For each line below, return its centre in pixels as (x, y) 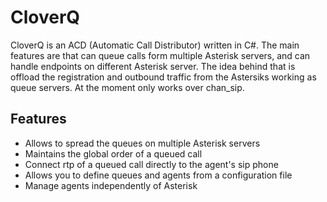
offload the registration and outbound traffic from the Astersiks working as (163, 77)
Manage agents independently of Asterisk (111, 185)
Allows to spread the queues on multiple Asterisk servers (142, 143)
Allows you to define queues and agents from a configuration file (158, 175)
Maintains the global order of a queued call (113, 153)
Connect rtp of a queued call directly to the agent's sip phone (151, 164)
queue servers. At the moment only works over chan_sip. (127, 87)
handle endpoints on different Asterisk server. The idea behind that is (153, 66)
